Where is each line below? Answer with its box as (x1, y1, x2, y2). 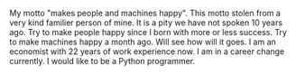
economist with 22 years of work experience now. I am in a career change (9, 46, 285, 57)
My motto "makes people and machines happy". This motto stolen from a (9, 8, 282, 18)
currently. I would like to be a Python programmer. (9, 56, 196, 66)
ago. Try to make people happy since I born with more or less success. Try (9, 27, 287, 37)
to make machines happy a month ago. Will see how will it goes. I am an (9, 36, 277, 47)
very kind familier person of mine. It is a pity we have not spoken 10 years (9, 17, 282, 28)
